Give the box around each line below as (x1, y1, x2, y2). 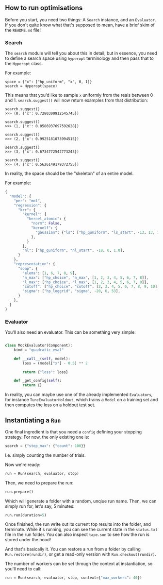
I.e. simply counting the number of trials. (5, 452, 86, 458)
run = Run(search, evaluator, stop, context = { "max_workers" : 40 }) (5, 575, 142, 580)
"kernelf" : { (31, 225, 57, 230)
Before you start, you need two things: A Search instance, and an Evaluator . (5, 17, 156, 22)
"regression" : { (14, 203, 47, 208)
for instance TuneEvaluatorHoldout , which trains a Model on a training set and (5, 397, 158, 403)
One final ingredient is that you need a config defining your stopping (5, 429, 142, 434)
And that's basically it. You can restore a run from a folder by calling (5, 546, 141, 552)
